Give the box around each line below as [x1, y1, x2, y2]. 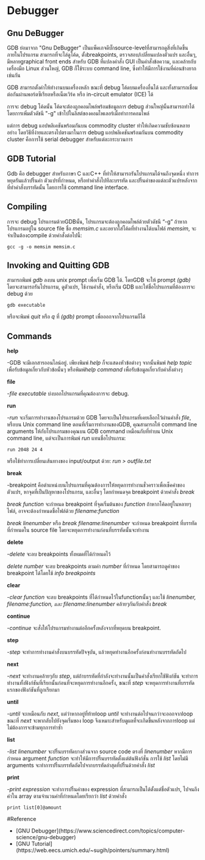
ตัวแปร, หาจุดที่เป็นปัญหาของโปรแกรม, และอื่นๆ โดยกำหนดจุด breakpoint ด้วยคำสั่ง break [7, 489, 195, 496]
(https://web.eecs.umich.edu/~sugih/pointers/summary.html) [15, 847, 170, 854]
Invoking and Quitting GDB [7, 260, 110, 271]
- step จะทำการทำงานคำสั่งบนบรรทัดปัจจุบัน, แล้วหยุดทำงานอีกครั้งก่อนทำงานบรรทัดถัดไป [7, 648, 187, 656]
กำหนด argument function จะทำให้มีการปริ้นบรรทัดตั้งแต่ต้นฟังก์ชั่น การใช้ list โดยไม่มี [7, 754, 189, 762]
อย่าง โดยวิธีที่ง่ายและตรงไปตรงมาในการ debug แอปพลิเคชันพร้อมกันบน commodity [7, 129, 184, 136]
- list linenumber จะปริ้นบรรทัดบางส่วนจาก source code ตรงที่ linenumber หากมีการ [7, 748, 193, 755]
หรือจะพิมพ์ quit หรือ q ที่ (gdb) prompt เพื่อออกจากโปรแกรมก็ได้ [7, 313, 146, 320]
